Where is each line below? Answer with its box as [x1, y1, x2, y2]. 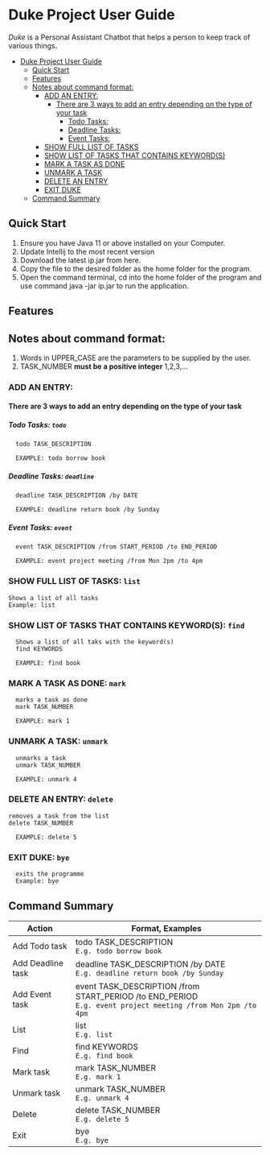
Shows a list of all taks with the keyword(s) [15, 638, 174, 646]
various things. [8, 40, 58, 50]
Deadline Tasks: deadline [8, 471, 95, 481]
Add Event [12, 988, 52, 1000]
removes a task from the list [8, 812, 110, 820]
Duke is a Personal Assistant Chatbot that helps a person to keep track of [8, 32, 251, 42]
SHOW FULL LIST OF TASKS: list [8, 576, 141, 587]
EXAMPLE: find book [15, 659, 81, 667]
